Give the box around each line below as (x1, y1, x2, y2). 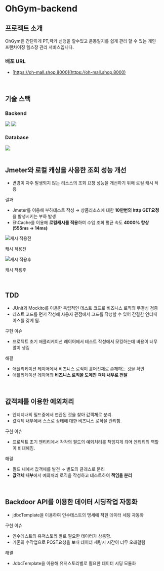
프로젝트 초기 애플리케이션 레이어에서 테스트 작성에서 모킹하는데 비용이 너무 (12, 338, 158, 344)
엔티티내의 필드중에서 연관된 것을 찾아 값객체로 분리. (12, 411, 113, 417)
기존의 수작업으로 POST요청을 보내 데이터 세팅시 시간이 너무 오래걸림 (12, 539, 146, 545)
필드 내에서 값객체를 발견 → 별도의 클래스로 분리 (12, 466, 105, 472)
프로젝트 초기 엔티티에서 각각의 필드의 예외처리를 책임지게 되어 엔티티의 (12, 439, 150, 445)
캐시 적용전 (5, 246, 27, 252)
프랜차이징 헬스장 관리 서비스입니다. (5, 44, 74, 50)
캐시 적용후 (5, 267, 27, 273)
